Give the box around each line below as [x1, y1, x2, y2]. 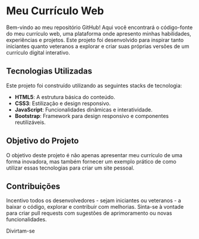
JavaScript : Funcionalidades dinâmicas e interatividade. [14, 106, 153, 113]
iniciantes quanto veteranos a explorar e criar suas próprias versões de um [6, 43, 189, 50]
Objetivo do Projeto [6, 136, 79, 146]
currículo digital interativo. [6, 49, 70, 56]
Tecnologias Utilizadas [6, 66, 93, 77]
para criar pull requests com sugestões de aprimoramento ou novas [6, 209, 172, 217]
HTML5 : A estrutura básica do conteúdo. [14, 93, 116, 100]
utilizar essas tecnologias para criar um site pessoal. [6, 164, 135, 171]
